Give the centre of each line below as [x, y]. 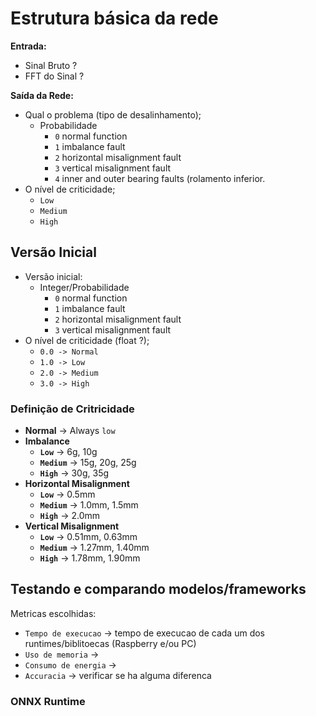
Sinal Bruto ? [51, 65]
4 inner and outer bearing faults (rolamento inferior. [160, 178]
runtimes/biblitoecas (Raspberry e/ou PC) [110, 643]
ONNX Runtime [48, 701]
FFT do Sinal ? [54, 76]
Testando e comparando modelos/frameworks [158, 589]
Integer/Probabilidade [84, 287]
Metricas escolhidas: [53, 613]
